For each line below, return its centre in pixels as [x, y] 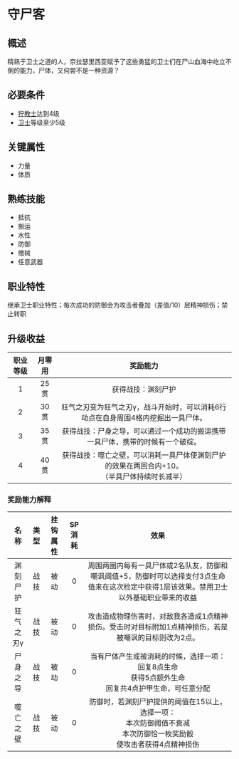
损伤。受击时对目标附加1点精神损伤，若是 [158, 627]
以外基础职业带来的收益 [158, 597]
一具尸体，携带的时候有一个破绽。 [144, 442]
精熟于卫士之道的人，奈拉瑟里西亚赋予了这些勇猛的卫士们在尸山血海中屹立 [116, 62]
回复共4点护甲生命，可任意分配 [158, 689]
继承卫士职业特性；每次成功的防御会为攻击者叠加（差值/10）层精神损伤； [115, 305]
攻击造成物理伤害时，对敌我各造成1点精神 [158, 617]
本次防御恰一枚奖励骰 [158, 734]
